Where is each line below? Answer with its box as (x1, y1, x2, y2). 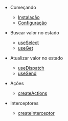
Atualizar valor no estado (10, 55, 63, 61)
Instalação (17, 14, 40, 20)
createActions (17, 90, 48, 96)
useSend (17, 70, 37, 76)
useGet (17, 45, 33, 51)
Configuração (17, 20, 47, 26)
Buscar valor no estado (10, 30, 60, 35)
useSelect (17, 39, 39, 46)
